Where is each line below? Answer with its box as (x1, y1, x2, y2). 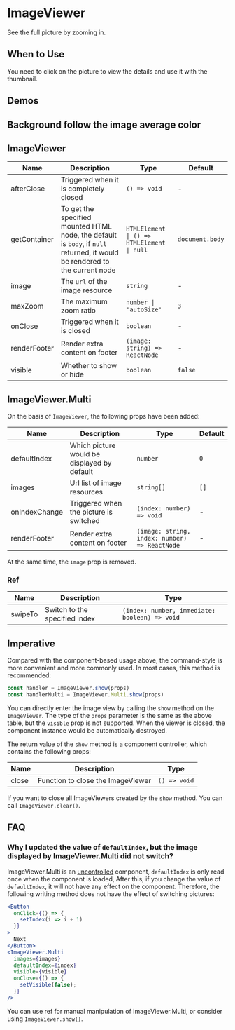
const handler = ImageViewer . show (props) (7, 685, 130, 692)
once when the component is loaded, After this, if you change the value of (7, 874, 222, 883)
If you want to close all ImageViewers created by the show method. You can (7, 794, 223, 802)
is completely (60, 184, 105, 194)
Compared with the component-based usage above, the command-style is (7, 656, 222, 665)
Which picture (69, 440, 116, 450)
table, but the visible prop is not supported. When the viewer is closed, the (7, 719, 226, 727)
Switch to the (44, 605, 89, 615)
